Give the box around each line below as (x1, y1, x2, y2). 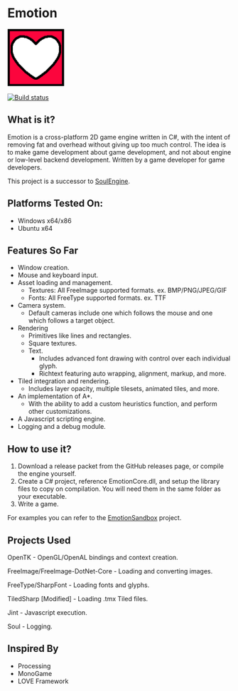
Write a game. (17, 500, 59, 509)
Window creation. (17, 264, 70, 272)
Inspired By (7, 643, 59, 655)
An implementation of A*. (17, 392, 92, 400)
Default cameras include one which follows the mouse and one (28, 308, 213, 318)
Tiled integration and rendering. (17, 377, 111, 385)
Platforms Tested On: (7, 197, 104, 209)
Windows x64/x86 (17, 216, 72, 225)
